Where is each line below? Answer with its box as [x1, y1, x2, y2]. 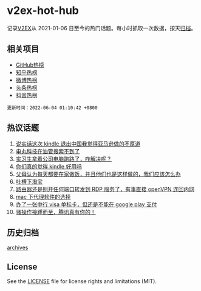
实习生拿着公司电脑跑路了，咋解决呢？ [15, 155, 112, 162]
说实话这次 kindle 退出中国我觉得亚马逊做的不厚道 [15, 140, 141, 147]
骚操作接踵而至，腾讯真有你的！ [15, 208, 96, 215]
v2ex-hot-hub [7, 4, 80, 18]
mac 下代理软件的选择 [15, 193, 71, 200]
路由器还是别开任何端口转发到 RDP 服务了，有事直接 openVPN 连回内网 [15, 186, 195, 193]
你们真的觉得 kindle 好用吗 [15, 162, 83, 170]
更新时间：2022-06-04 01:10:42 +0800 [7, 104, 98, 111]
